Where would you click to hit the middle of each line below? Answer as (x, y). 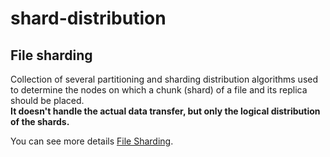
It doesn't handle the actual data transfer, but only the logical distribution (165, 111)
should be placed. (47, 100)
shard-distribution (88, 18)
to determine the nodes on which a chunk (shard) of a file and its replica (159, 90)
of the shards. (40, 121)
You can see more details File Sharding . (92, 141)
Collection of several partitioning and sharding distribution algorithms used (164, 79)
